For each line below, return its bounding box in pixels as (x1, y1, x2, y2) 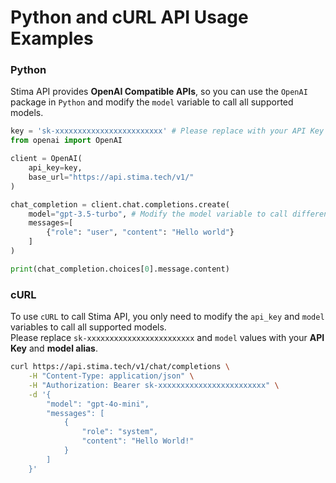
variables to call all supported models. (10, 321, 167, 333)
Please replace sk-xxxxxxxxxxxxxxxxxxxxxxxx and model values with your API (10, 332, 325, 344)
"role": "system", (81, 427, 159, 437)
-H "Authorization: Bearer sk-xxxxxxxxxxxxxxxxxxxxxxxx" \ (28, 380, 280, 390)
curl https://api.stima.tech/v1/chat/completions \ (10, 362, 230, 372)
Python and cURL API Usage (10, 6, 249, 29)
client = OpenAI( (10, 154, 83, 164)
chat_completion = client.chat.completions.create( (10, 199, 230, 210)
